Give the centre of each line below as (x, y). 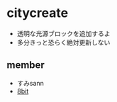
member (26, 65)
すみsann (30, 83)
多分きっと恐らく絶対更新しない (63, 42)
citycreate (38, 13)
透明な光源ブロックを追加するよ (63, 33)
